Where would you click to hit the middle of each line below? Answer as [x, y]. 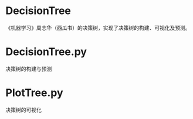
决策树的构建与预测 [29, 69]
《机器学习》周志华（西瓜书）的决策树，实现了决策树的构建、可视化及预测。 [98, 28]
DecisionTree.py [46, 52]
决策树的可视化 [23, 110]
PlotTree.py [34, 93]
